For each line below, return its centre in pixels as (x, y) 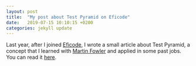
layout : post (22, 11)
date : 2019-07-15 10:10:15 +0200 (50, 22)
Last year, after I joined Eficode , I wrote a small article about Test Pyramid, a (98, 45)
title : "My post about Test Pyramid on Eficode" (68, 17)
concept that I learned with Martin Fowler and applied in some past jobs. (94, 51)
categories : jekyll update (39, 28)
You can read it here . (31, 57)
